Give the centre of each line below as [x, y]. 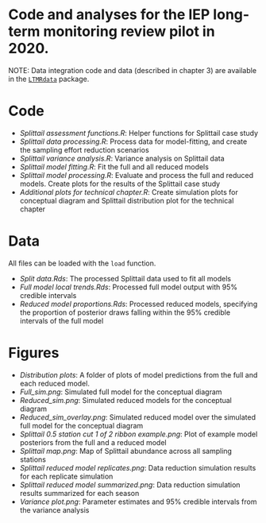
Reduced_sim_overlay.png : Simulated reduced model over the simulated [138, 417]
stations [33, 459]
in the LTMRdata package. [49, 79]
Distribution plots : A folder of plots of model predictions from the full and [139, 374]
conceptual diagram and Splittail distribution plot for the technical [127, 200]
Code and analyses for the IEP [109, 15]
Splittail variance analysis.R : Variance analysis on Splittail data [122, 158]
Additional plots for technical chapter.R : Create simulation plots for [129, 192]
